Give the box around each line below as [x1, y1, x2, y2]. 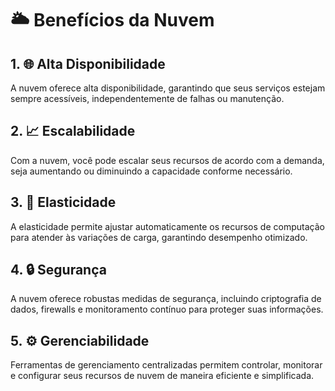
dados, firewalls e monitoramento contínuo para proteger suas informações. [10, 303, 324, 316]
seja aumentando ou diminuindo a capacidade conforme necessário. [10, 165, 293, 177]
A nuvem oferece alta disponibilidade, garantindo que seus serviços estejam [10, 82, 326, 94]
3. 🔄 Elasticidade [10, 194, 117, 211]
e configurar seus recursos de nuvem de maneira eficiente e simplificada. [10, 370, 315, 382]
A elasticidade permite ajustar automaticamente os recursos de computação [10, 220, 325, 232]
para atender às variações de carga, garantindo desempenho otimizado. [10, 231, 308, 243]
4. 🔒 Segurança [10, 262, 107, 279]
